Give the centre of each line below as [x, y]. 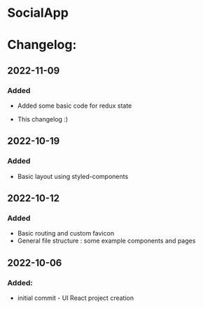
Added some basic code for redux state [75, 106]
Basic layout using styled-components [73, 176]
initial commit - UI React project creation [76, 298]
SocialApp [38, 13]
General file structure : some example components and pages [106, 241]
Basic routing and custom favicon [65, 233]
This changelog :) [43, 120]
